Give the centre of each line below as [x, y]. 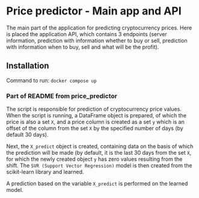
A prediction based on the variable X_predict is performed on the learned [97, 184]
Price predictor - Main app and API [94, 11]
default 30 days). [27, 135]
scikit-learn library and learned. [45, 172]
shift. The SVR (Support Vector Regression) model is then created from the [99, 166]
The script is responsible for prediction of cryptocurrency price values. [94, 109]
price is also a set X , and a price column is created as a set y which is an [96, 122]
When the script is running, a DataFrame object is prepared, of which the [96, 116]
